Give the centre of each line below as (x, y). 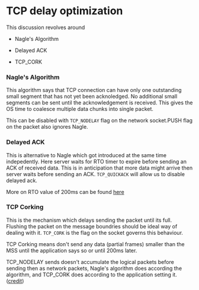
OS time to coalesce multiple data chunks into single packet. (80, 109)
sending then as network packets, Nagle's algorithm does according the (94, 268)
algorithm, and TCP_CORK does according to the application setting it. (92, 275)
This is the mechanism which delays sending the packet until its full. (89, 220)
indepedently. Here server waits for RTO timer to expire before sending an (96, 161)
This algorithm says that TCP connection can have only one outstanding (94, 90)
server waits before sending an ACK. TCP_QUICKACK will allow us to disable (96, 174)
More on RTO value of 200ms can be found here (65, 192)
